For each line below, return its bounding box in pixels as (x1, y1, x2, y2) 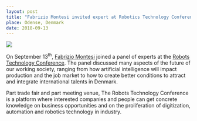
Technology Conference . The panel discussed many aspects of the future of (6, 59, 191, 66)
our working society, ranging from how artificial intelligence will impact (6, 65, 177, 72)
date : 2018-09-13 (6, 25, 49, 31)
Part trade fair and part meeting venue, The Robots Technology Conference (6, 89, 189, 96)
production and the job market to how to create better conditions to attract (6, 72, 186, 79)
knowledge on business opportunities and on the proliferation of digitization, (6, 102, 191, 109)
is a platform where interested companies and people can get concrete (6, 95, 178, 103)
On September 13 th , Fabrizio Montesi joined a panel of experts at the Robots (6, 52, 190, 60)
